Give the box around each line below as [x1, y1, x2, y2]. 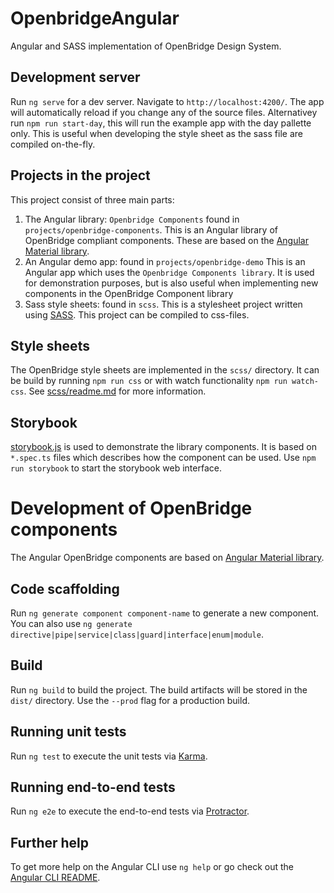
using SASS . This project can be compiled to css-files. [24, 308, 250, 321]
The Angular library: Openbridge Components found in [24, 213, 240, 225]
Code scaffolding [10, 580, 120, 597]
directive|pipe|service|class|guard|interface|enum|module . [10, 628, 264, 640]
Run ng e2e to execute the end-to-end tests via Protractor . [10, 805, 250, 817]
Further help [10, 834, 90, 851]
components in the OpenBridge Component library [24, 287, 234, 299]
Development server [10, 69, 141, 86]
